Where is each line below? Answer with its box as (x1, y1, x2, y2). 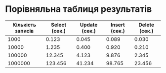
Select (51, 21, 67, 28)
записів (14, 27, 34, 34)
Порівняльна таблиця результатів (5, 3, 152, 15)
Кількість (12, 21, 36, 28)
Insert (110, 21, 125, 28)
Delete (138, 21, 155, 28)
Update (80, 21, 98, 28)
